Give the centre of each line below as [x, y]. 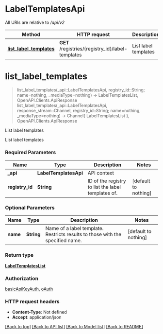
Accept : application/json [37, 317]
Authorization [22, 278]
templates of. [103, 193]
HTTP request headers [32, 301]
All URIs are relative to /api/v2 [35, 22]
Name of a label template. [74, 229]
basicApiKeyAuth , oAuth [29, 289]
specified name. [64, 241]
